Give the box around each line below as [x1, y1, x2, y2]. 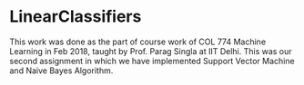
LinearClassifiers [9, 6, 142, 27]
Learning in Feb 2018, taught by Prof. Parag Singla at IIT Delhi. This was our [9, 45, 293, 56]
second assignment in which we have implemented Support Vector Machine [9, 55, 295, 66]
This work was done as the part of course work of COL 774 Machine [9, 36, 267, 47]
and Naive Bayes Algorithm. [9, 65, 114, 76]
